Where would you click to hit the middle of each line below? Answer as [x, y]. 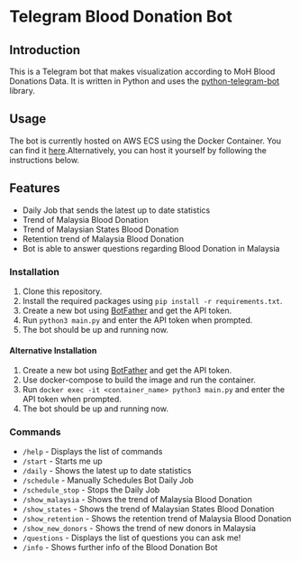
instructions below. [44, 160]
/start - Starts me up [63, 461]
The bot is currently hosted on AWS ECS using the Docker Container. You [145, 141]
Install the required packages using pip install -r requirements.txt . [152, 300]
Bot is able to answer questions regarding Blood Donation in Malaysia [151, 248]
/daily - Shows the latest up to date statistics [107, 471]
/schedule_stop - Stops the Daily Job [91, 490]
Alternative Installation [53, 350]
